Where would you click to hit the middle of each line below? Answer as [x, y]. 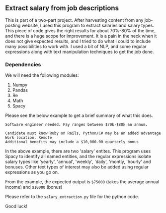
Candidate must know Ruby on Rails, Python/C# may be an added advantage [83, 133]
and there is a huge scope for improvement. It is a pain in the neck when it [81, 36]
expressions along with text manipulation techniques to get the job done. [80, 52]
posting [13, 25]
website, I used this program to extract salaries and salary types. [88, 25]
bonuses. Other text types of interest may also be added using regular [77, 167]
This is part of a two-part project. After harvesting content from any [74, 20]
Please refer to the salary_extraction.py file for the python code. [72, 197]
